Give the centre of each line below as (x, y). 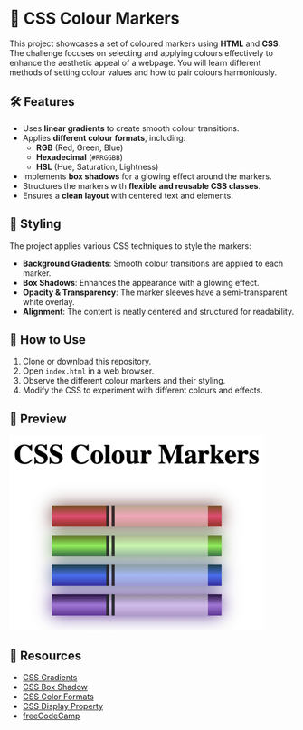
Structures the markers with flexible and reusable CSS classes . (141, 185)
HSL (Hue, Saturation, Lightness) (97, 166)
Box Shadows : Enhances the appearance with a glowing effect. (141, 282)
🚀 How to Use (47, 340)
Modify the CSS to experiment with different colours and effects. (143, 390)
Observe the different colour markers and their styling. (124, 381)
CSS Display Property (63, 706)
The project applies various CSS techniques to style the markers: (130, 246)
